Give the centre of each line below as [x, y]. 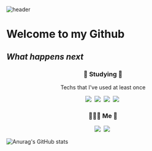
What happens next [45, 57]
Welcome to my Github [66, 34]
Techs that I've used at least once [103, 87]
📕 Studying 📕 [103, 74]
